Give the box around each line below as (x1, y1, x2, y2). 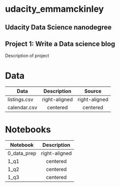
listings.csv (7, 96, 33, 103)
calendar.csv (7, 104, 38, 111)
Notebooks (5, 124, 51, 135)
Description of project (5, 53, 49, 59)
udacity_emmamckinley (5, 3, 104, 15)
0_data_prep (7, 150, 37, 157)
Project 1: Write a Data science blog (5, 39, 115, 48)
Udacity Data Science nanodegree (5, 23, 112, 31)
